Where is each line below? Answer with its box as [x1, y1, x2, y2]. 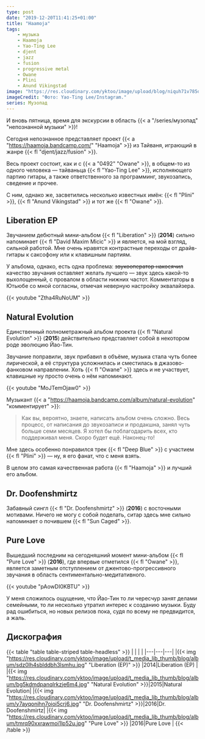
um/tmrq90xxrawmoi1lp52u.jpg [6, 719, 85, 727]
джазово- [158, 359, 184, 367]
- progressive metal [17, 65, 70, 72]
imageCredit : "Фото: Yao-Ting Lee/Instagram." [6, 94, 127, 100]
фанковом [6, 366, 33, 373]
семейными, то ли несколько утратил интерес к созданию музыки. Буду [6, 601, 196, 608]
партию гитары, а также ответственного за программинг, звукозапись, [6, 172, 193, 180]
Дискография [6, 632, 62, 642]
